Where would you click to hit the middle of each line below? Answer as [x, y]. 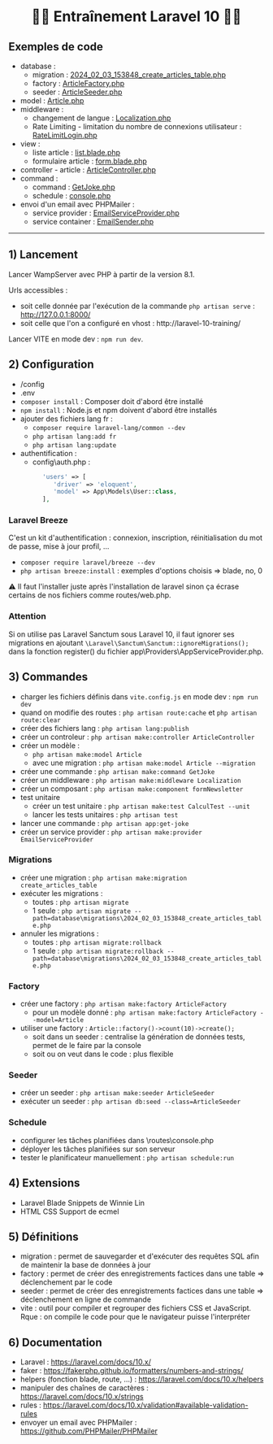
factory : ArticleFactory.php [78, 83]
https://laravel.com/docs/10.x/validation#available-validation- [146, 1405]
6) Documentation [56, 1342]
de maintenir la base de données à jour [85, 1265]
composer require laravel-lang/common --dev [109, 428]
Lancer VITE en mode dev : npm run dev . [76, 339]
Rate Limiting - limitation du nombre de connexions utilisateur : [137, 126]
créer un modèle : [50, 745]
